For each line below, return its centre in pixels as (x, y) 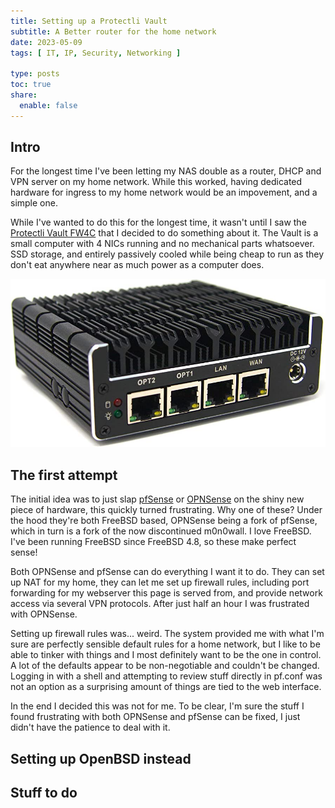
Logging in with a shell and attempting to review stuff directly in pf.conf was (166, 676)
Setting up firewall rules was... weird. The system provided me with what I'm (167, 634)
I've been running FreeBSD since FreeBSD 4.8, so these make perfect (153, 542)
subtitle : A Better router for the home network (113, 31)
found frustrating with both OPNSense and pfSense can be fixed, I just (155, 717)
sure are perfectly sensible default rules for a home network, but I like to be (165, 644)
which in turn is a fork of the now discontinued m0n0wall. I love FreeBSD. (161, 531)
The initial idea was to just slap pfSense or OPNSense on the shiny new (157, 499)
